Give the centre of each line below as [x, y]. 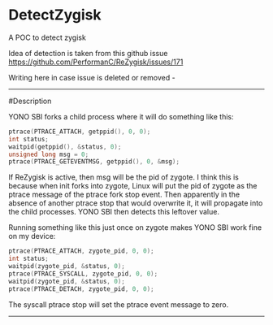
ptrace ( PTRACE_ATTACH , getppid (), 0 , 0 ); [80, 132]
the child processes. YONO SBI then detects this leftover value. [114, 212]
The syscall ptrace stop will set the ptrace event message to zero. [119, 304]
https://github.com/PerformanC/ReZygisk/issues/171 [96, 62]
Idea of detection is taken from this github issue [88, 53]
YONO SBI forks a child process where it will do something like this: [121, 116]
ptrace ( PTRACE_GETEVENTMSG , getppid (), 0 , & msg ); [94, 162]
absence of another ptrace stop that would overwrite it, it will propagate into [136, 203]
